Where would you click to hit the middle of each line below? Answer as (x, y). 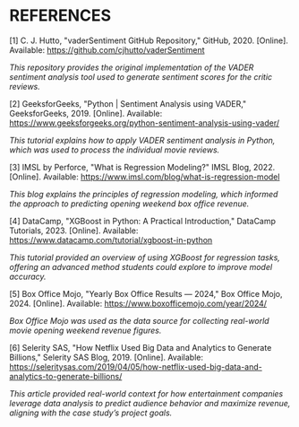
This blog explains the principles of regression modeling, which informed (144, 194)
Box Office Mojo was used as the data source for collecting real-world (140, 320)
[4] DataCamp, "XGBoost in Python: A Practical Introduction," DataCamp (142, 221)
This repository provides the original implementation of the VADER (132, 67)
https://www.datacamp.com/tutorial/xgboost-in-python (111, 240)
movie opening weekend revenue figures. (85, 330)
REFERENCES (60, 16)
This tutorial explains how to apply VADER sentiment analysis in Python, (142, 140)
